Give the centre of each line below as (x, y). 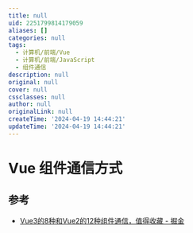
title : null (28, 16)
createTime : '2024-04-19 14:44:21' (67, 119)
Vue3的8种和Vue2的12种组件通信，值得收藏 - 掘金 (102, 220)
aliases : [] (28, 30)
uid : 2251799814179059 (46, 23)
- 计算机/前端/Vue (42, 52)
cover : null (28, 89)
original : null (33, 82)
